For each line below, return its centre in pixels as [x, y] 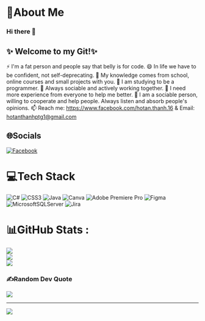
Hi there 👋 [21, 32]
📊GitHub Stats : [48, 230]
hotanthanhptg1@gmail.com [41, 117]
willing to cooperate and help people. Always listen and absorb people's [97, 101]
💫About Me [35, 13]
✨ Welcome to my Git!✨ [52, 51]
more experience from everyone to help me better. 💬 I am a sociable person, [102, 95]
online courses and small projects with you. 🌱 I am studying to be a [90, 81]
